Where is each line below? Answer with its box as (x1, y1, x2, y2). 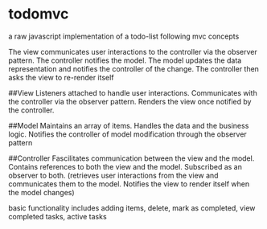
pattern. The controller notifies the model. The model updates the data (8, 55, 242, 65)
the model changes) (8, 187, 75, 197)
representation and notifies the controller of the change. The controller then (8, 63, 260, 73)
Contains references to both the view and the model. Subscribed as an (8, 162, 243, 171)
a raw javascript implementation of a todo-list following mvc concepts (8, 31, 240, 41)
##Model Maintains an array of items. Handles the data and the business (8, 121, 249, 130)
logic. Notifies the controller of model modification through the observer (8, 129, 247, 139)
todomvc (8, 5, 69, 23)
